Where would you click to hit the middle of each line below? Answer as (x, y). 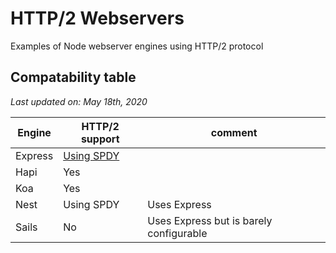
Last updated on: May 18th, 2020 (79, 101)
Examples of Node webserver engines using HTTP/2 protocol (137, 46)
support (100, 139)
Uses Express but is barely (210, 220)
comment (234, 132)
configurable (177, 233)
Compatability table (73, 77)
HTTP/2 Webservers (97, 18)
